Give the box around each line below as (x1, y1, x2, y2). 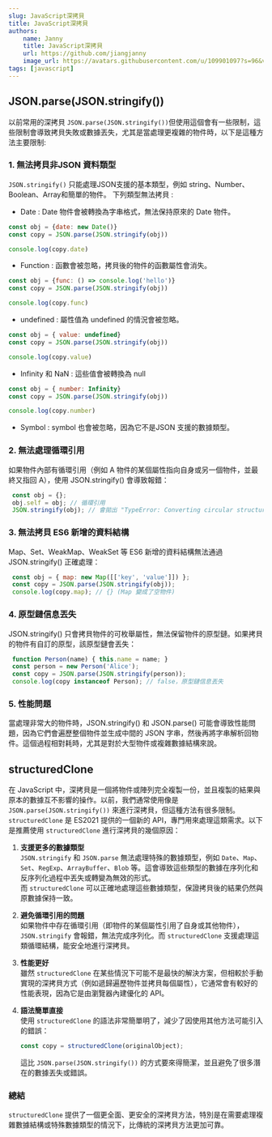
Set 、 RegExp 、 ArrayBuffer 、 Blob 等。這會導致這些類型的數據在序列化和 (19, 863, 259, 873)
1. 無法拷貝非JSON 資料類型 (8, 160, 117, 171)
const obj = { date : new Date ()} (8, 223, 117, 231)
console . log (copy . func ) (8, 299, 89, 308)
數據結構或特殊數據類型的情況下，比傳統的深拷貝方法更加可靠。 (15, 1120, 228, 1130)
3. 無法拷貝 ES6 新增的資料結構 (8, 527, 130, 539)
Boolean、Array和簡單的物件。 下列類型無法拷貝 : (8, 189, 174, 199)
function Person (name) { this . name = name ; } (11, 655, 168, 663)
